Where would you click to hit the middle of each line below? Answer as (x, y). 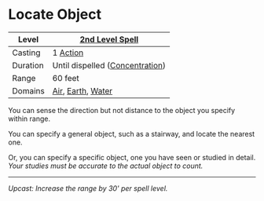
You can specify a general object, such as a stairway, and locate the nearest (132, 133)
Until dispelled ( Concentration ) (109, 65)
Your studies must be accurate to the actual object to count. (106, 166)
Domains (28, 90)
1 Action (68, 53)
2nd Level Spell (109, 39)
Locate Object (55, 15)
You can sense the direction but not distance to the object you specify (122, 110)
